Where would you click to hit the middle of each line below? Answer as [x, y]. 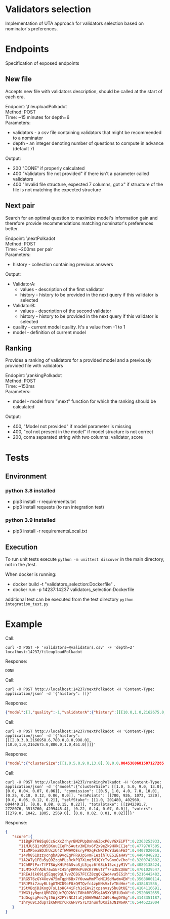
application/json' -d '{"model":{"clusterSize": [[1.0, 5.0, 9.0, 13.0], [85, 786]
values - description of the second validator [66, 311]
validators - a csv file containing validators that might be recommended [87, 132]
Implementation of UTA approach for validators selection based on [75, 23]
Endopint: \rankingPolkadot [34, 375]
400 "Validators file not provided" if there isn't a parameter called [81, 174]
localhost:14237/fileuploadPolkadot [44, 652]
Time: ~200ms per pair [29, 249]
